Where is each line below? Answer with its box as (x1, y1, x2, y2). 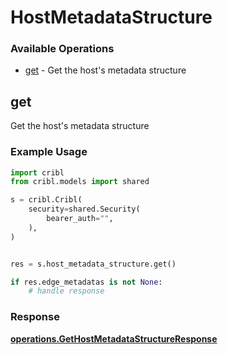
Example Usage (10, 145, 88, 159)
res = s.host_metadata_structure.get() (10, 259, 177, 269)
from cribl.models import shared (10, 177, 150, 187)
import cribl (10, 167, 65, 178)
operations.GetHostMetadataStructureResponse (10, 332, 218, 345)
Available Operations (10, 42, 115, 56)
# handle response (28, 286, 105, 296)
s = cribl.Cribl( (10, 195, 83, 205)
